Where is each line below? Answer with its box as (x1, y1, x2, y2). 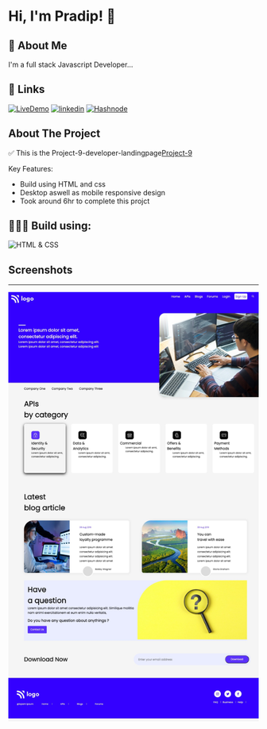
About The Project (8, 127, 101, 141)
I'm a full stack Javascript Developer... (8, 60, 133, 69)
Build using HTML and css (19, 179, 106, 189)
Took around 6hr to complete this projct (19, 196, 150, 206)
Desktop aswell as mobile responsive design (19, 187, 165, 197)
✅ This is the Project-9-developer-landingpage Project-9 (8, 148, 193, 157)
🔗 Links (8, 83, 45, 96)
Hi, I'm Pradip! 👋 (8, 7, 116, 25)
